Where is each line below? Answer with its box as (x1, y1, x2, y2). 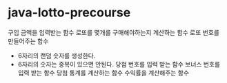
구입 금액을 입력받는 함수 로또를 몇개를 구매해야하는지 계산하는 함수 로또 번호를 (8, 28, 220, 36)
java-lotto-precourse (8, 5, 131, 21)
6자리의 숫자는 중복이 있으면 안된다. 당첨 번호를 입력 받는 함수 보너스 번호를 (17, 60, 220, 68)
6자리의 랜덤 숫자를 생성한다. (17, 51, 96, 60)
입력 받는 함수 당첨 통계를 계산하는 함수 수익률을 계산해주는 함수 (17, 69, 189, 77)
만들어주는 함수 (8, 36, 49, 45)
